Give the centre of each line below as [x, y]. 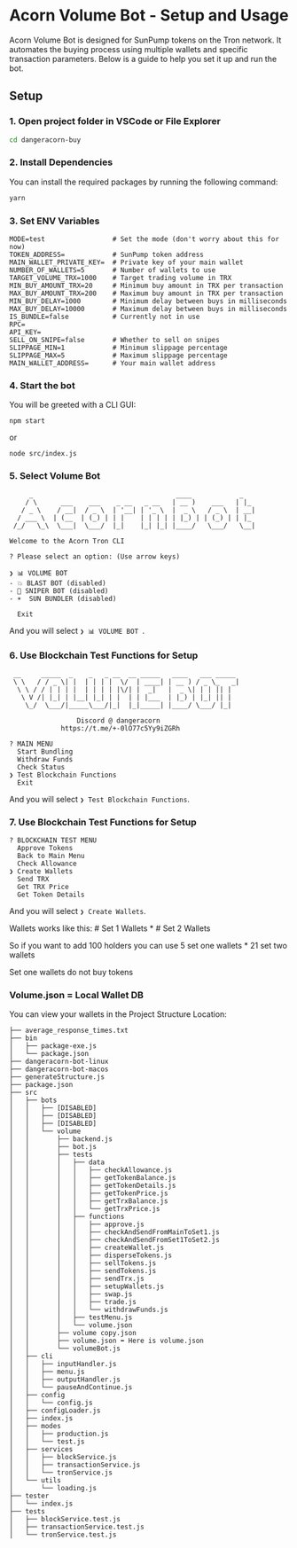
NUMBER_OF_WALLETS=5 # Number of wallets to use [113, 270]
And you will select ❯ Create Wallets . [78, 911]
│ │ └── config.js [51, 1403]
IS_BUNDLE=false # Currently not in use [105, 317]
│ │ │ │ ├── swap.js [71, 1294]
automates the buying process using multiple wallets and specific [129, 49]
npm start [27, 421]
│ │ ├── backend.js [61, 1139]
